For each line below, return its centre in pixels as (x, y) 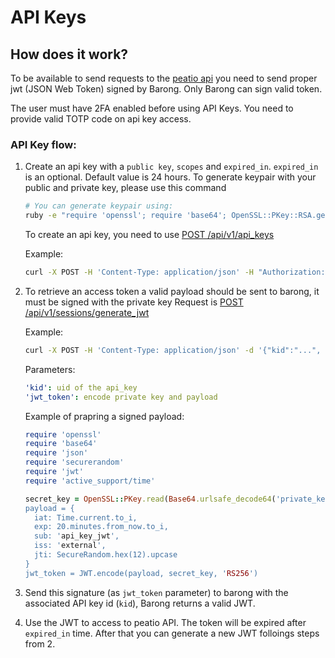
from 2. (40, 643)
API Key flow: (43, 144)
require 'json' (56, 453)
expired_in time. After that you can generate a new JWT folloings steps (172, 633)
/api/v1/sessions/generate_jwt (87, 312)
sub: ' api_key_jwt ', (77, 536)
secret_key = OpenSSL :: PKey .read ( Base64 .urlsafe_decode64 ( (150, 499)
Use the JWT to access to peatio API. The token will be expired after (165, 622)
